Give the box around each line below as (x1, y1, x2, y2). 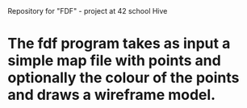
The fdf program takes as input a (7, 35, 231, 53)
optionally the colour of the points (7, 69, 240, 87)
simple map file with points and (7, 52, 221, 70)
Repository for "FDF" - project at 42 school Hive (7, 6, 168, 15)
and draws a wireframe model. (7, 86, 216, 104)
